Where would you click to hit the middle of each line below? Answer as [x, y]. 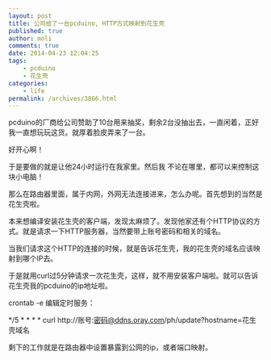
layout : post [30, 16]
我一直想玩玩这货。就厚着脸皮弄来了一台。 [79, 132]
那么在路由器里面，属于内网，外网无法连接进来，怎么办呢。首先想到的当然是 [135, 194]
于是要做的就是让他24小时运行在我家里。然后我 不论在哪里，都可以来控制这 [134, 167]
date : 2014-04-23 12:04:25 [54, 53]
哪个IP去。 [40, 258]
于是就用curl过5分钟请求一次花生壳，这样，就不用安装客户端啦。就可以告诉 [133, 276]
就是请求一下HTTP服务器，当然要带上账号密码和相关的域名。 [124, 232]
